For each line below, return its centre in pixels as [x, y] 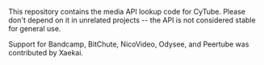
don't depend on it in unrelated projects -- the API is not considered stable [132, 20]
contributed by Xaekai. [46, 53]
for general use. [35, 28]
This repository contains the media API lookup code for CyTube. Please [127, 12]
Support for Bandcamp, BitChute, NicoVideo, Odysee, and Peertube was [129, 44]
